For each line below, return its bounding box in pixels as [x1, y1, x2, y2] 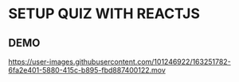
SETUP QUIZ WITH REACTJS [8, 5, 201, 23]
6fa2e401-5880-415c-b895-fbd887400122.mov [8, 65, 166, 75]
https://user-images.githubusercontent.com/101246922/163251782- [8, 57, 231, 66]
